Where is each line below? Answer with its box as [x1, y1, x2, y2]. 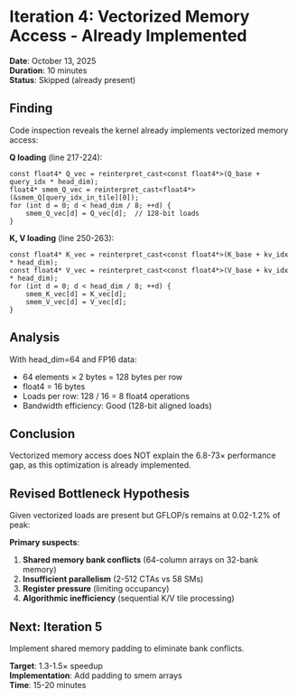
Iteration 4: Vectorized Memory [9, 6, 250, 27]
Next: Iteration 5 [9, 619, 103, 634]
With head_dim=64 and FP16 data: [9, 354, 137, 365]
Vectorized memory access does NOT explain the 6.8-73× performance [9, 450, 276, 461]
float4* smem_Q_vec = [9, 185, 91, 194]
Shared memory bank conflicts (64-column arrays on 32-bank [22, 554, 259, 565]
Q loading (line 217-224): [9, 152, 103, 163]
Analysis [9, 330, 60, 345]
